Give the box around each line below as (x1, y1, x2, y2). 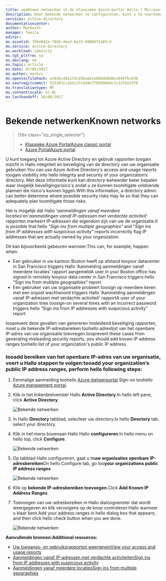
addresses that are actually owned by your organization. (5, 234, 120, 240)
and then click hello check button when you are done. (12, 515, 122, 521)
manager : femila (5, 30, 39, 35)
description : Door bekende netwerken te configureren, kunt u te (5, 12, 142, 17)
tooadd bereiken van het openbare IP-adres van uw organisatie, (5, 354, 161, 361)
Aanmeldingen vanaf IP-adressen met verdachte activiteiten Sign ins (12, 554, 151, 560)
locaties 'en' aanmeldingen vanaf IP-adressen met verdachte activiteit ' (5, 213, 148, 219)
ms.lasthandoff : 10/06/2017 (5, 94, 64, 99)
